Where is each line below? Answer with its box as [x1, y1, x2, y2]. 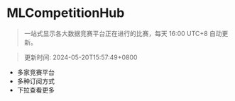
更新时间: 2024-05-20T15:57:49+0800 [23, 53, 138, 61]
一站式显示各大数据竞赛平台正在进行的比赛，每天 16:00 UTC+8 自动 [23, 29, 222, 37]
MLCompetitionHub [6, 5, 125, 21]
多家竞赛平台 [16, 68, 55, 76]
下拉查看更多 [16, 85, 55, 94]
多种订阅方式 [16, 76, 55, 85]
